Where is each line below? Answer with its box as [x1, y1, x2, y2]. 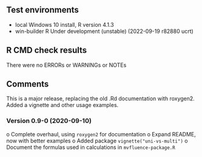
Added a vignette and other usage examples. [6, 102, 119, 109]
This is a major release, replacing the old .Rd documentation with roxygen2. [6, 95, 195, 102]
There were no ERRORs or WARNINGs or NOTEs [6, 61, 127, 69]
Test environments [6, 5, 79, 15]
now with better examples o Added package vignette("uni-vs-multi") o [6, 137, 188, 144]
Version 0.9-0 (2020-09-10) [6, 117, 92, 125]
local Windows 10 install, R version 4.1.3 [15, 21, 114, 28]
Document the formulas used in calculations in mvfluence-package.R [6, 143, 176, 151]
